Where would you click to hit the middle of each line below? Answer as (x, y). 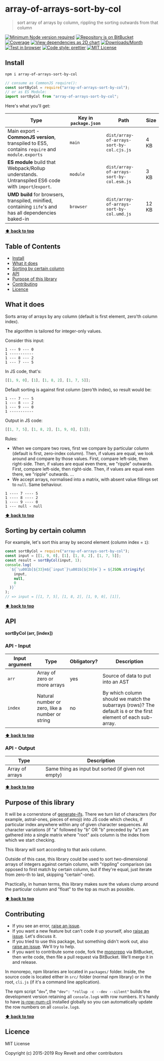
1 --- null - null (24, 506)
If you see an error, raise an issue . (46, 926)
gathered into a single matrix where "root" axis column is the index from (77, 835)
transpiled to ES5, (28, 144)
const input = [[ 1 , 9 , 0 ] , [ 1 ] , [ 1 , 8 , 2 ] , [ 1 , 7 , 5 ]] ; (63, 556)
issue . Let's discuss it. (34, 936)
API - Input (18, 645)
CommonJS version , (32, 137)
